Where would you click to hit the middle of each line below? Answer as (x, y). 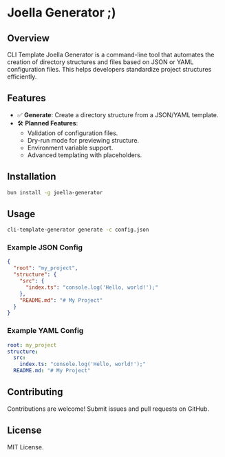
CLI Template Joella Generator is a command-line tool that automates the (111, 54)
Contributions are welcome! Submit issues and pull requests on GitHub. (108, 409)
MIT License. (25, 447)
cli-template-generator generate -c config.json (78, 230)
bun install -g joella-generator (55, 192)
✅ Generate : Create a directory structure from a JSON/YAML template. (118, 114)
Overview (29, 38)
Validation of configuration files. (73, 133)
